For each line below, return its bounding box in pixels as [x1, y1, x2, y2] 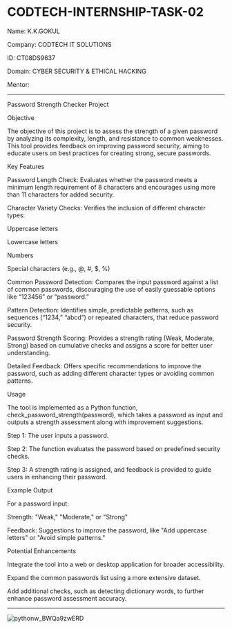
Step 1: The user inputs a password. [7, 431, 109, 439]
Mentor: [7, 80, 30, 88]
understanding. [7, 348, 50, 357]
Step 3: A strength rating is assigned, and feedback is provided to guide [7, 465, 212, 473]
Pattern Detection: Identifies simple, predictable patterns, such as [7, 306, 194, 314]
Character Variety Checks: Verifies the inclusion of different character [7, 203, 206, 212]
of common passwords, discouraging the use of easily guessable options [7, 285, 216, 293]
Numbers [7, 251, 34, 259]
